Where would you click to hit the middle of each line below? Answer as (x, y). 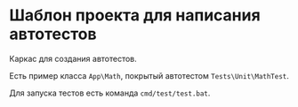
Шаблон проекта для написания (135, 15)
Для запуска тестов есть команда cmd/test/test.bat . (110, 93)
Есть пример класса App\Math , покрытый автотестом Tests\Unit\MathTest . (149, 75)
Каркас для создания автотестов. (73, 58)
